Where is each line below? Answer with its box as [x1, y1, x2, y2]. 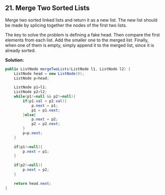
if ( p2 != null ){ [14, 162, 43, 168]
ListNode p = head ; [14, 76, 50, 81]
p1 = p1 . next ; [31, 108, 60, 113]
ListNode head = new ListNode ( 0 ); [14, 71, 84, 76]
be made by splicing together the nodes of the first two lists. [5, 22, 127, 28]
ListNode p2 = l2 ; [14, 90, 48, 95]
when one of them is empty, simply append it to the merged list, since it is [5, 42, 155, 48]
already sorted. [5, 47, 36, 53]
